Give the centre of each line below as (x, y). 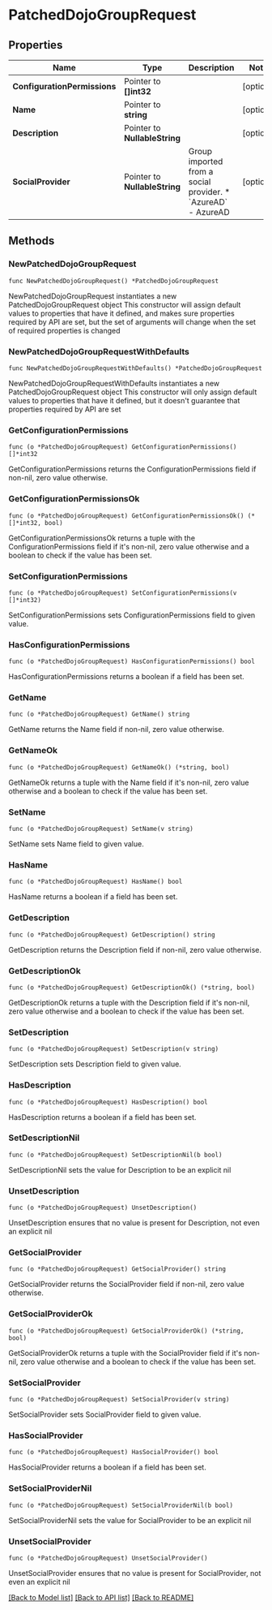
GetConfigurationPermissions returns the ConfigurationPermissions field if (132, 469)
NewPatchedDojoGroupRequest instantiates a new (93, 296)
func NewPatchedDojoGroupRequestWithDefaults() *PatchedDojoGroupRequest (136, 368)
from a (201, 172)
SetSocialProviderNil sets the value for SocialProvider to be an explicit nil (130, 1520)
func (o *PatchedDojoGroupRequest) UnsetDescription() (103, 1208)
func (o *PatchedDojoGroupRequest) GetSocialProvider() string (117, 1269)
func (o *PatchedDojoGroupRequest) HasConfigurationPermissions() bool (132, 662)
